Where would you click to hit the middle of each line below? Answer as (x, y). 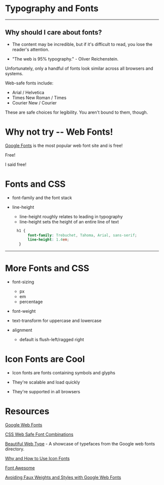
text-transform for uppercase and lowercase (57, 321)
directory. (15, 449)
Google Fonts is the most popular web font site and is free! (64, 145)
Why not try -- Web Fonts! (59, 132)
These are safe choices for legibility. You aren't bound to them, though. (76, 112)
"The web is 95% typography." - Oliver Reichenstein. (65, 59)
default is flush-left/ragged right (52, 340)
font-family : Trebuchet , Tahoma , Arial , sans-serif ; (82, 235)
